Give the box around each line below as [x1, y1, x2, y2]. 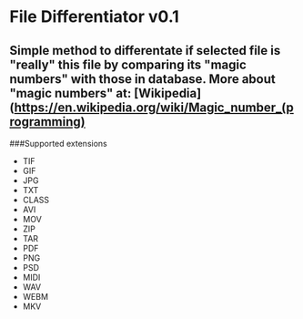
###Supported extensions [9, 139, 107, 149]
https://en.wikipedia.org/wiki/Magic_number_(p [14, 99, 294, 115]
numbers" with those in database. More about [9, 71, 276, 87]
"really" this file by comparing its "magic [9, 57, 247, 72]
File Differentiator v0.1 [9, 6, 179, 27]
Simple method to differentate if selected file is [9, 43, 281, 58]
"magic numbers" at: [9, 85, 132, 101]
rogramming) [9, 114, 86, 129]
